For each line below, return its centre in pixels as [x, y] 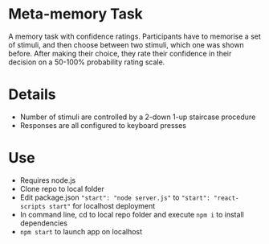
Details [32, 95]
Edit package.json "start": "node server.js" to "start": [115, 197]
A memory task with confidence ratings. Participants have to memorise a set [134, 36]
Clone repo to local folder [62, 188]
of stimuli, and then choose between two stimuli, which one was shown [126, 44]
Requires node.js [48, 180]
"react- [226, 198]
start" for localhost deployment [102, 205]
